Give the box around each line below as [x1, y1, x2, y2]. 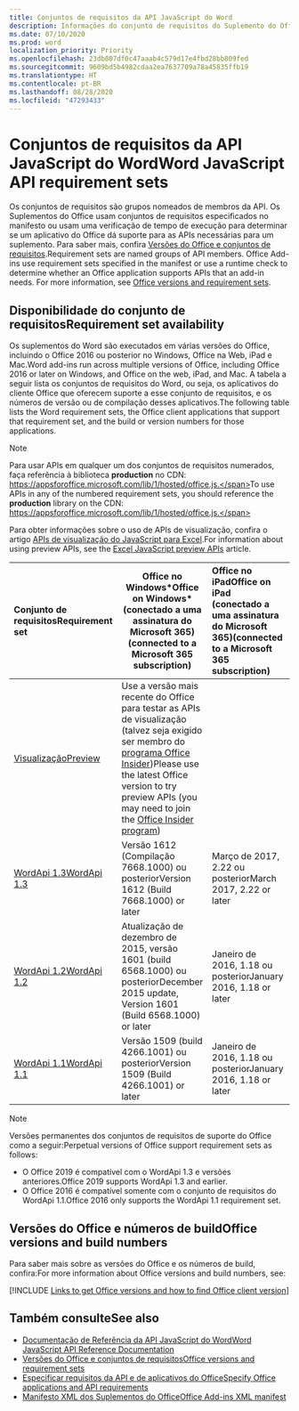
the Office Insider [121, 814, 194, 826]
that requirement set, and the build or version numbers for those [9, 416, 245, 427]
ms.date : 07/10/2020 [9, 29, 86, 38]
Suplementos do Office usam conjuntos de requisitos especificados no [9, 211, 269, 222]
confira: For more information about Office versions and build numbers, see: [9, 1268, 287, 1278]
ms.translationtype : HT [9, 71, 98, 80]
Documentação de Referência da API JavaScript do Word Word [21, 1334, 252, 1345]
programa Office [121, 747, 190, 759]
